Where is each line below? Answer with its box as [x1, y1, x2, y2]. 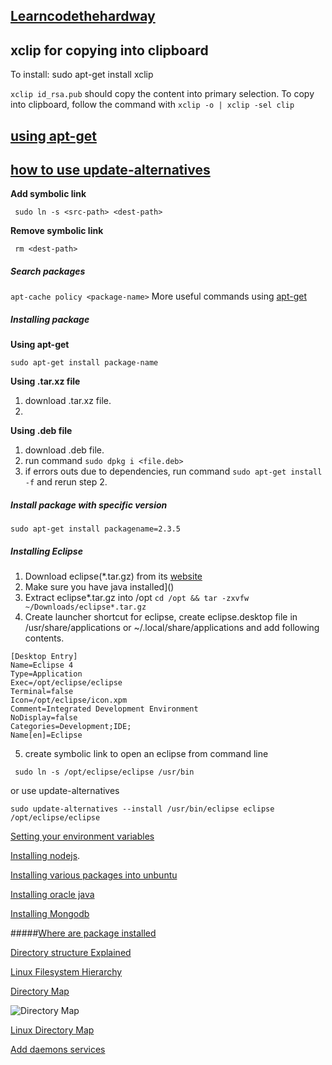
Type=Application [10, 669, 83, 679]
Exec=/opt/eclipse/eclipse [10, 678, 123, 688]
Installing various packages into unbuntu [10, 869, 178, 881]
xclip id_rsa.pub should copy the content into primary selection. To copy [10, 88, 315, 100]
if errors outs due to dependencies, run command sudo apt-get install [24, 465, 323, 478]
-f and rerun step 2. [24, 476, 108, 488]
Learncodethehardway [10, 8, 156, 25]
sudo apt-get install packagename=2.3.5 [10, 524, 182, 534]
